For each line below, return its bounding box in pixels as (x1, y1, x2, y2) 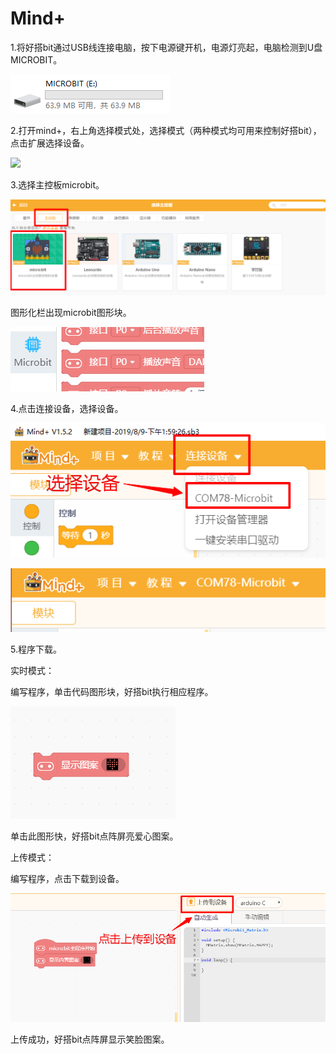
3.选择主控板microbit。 (10, 178, 105, 191)
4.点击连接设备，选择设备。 (10, 403, 124, 414)
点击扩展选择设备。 (10, 137, 90, 149)
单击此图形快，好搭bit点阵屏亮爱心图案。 (10, 830, 179, 842)
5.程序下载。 (10, 643, 62, 656)
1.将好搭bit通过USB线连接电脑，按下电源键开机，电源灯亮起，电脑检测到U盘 (10, 41, 323, 53)
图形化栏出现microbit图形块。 (10, 307, 132, 318)
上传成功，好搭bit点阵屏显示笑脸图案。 (10, 1033, 170, 1046)
